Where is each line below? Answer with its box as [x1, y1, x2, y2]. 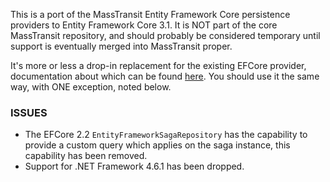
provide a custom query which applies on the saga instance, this [24, 139, 291, 151]
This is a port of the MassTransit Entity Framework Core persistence [10, 9, 291, 20]
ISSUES [10, 105, 48, 119]
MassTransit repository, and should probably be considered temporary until [10, 30, 321, 41]
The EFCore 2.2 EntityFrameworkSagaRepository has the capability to [24, 129, 308, 141]
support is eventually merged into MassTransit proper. [10, 40, 233, 52]
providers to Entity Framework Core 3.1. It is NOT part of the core [10, 19, 278, 31]
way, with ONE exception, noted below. [10, 81, 172, 93]
